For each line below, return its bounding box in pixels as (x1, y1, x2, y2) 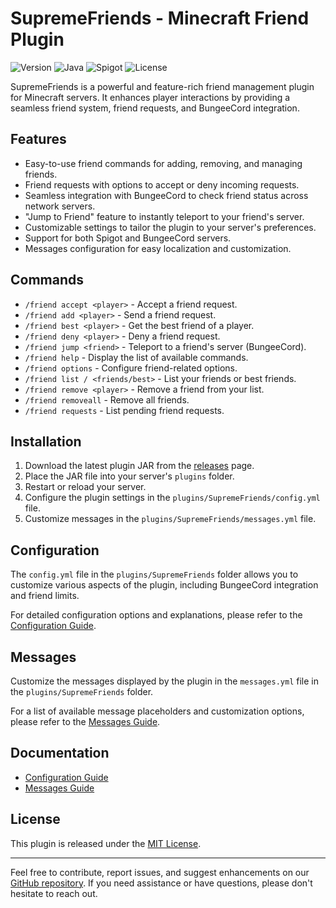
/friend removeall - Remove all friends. (24, 393, 190, 406)
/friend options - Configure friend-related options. (24, 362, 238, 374)
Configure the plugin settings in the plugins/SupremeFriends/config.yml (24, 492, 321, 504)
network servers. (24, 200, 96, 212)
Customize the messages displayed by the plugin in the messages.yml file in (10, 675, 319, 687)
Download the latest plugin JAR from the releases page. (24, 460, 255, 472)
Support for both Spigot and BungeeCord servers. (24, 232, 232, 244)
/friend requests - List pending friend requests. (24, 404, 225, 416)
